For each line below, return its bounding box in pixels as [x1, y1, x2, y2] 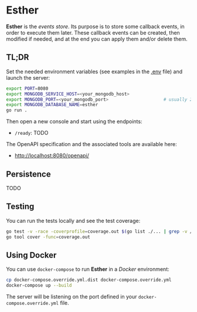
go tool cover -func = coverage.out [6, 234, 91, 240]
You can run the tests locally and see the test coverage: [6, 217, 141, 224]
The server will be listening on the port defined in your [6, 293, 137, 300]
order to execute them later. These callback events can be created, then [6, 29, 180, 36]
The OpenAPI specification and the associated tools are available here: [6, 141, 177, 148]
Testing [6, 202, 35, 212]
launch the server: [6, 74, 50, 81]
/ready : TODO [14, 130, 49, 137]
